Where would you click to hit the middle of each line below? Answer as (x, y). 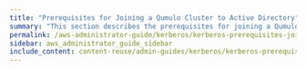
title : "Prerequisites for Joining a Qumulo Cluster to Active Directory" (154, 18)
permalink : (30, 35)
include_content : (42, 52)
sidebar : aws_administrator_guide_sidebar (91, 43)
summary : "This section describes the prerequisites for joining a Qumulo (154, 26)
